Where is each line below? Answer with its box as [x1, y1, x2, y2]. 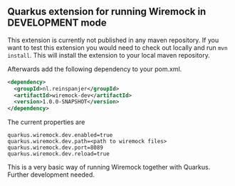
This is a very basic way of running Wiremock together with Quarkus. [7, 163, 211, 172]
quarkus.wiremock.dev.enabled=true [7, 132, 113, 139]
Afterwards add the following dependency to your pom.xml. [7, 64, 182, 73]
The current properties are [7, 118, 85, 127]
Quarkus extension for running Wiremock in [7, 6, 207, 18]
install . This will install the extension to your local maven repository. [7, 51, 210, 59]
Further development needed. [7, 170, 95, 179]
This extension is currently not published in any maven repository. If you [7, 36, 219, 44]
